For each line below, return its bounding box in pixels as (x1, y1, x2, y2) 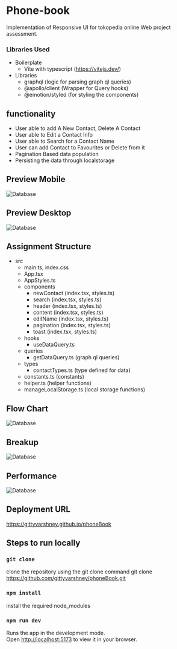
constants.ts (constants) (23, 373, 84, 380)
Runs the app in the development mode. (6, 630, 105, 637)
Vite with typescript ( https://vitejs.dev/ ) (23, 65, 122, 73)
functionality (6, 108, 56, 119)
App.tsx (23, 270, 43, 278)
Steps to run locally (6, 538, 81, 548)
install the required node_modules (6, 602, 91, 609)
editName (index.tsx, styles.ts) (33, 315, 109, 322)
